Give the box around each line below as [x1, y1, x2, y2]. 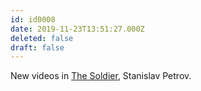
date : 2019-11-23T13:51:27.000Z [10, 24, 145, 34]
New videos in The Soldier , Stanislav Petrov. [10, 70, 192, 82]
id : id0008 [10, 14, 56, 25]
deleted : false [10, 33, 74, 43]
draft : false [10, 42, 65, 53]
